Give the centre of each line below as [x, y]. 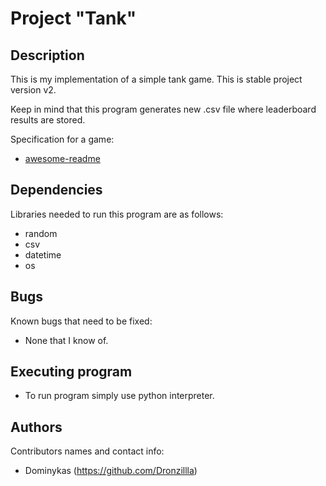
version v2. [33, 90]
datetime [43, 254]
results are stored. [48, 120]
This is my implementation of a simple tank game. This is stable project [156, 79]
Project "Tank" [73, 18]
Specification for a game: [62, 139]
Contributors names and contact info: [87, 451]
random [41, 233]
